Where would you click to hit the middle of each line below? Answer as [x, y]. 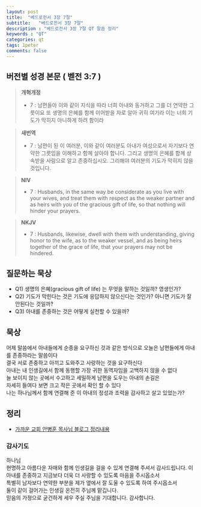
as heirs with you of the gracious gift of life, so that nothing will [108, 204]
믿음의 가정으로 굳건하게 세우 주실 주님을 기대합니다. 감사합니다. [81, 498]
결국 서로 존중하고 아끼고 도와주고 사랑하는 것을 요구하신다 [74, 363]
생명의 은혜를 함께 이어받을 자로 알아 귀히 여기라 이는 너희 [119, 112]
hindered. [42, 253]
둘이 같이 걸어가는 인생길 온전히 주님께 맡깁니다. [62, 490]
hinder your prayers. [55, 211]
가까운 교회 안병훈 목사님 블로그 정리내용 [62, 429]
